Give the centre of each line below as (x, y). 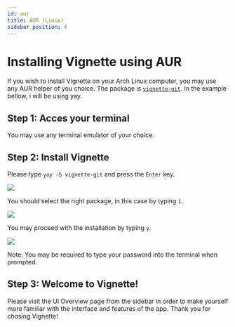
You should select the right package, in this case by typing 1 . (95, 200)
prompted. (22, 262)
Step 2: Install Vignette (58, 157)
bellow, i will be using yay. (45, 96)
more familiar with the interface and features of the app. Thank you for (109, 308)
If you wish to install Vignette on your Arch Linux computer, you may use (112, 81)
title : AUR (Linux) (36, 20)
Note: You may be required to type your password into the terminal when (113, 255)
